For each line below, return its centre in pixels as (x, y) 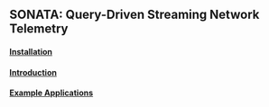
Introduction (33, 72)
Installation (31, 51)
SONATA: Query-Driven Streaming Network (134, 15)
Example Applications (51, 93)
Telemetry (39, 29)
